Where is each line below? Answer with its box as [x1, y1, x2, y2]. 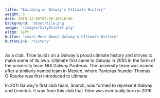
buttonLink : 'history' [5, 39, 51, 44]
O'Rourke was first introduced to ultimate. [5, 73, 89, 78]
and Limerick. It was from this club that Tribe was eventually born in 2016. [5, 87, 153, 93]
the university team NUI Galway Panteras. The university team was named [5, 62, 154, 68]
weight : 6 [5, 12, 25, 17]
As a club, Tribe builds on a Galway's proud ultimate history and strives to [5, 52, 153, 58]
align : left [5, 30, 29, 35]
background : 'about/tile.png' [5, 20, 67, 26]
